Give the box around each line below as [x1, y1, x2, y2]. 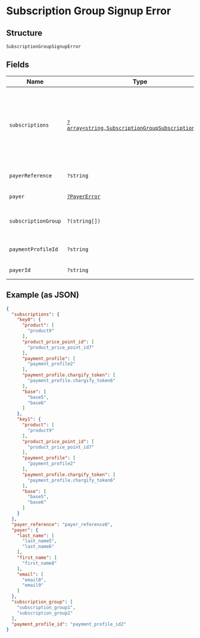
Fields [6, 60, 30, 70]
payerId [9, 267, 31, 273]
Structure [6, 28, 43, 38]
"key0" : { [17, 317, 42, 323]
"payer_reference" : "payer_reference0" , [11, 521, 113, 527]
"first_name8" [21, 560, 58, 566]
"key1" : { [17, 417, 42, 423]
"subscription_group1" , [17, 604, 76, 611]
